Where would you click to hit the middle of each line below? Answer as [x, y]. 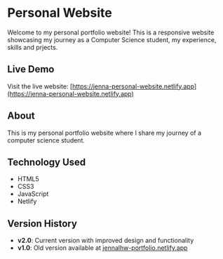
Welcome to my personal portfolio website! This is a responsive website [111, 32]
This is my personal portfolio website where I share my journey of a [104, 133]
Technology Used [47, 162]
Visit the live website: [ [40, 86]
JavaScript [33, 194]
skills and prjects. [33, 47]
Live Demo [31, 69]
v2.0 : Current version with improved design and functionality [106, 241]
